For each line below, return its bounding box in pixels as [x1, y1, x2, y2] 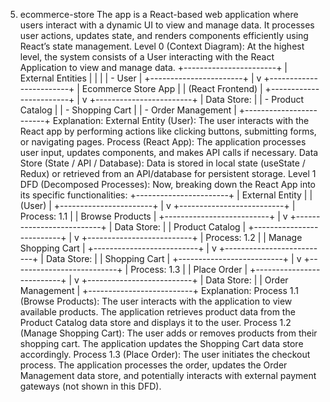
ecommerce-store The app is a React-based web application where [19, 9, 299, 20]
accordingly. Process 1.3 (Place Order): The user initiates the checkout [19, 349, 311, 360]
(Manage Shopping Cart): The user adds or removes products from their [19, 327, 318, 339]
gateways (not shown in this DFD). [19, 380, 162, 392]
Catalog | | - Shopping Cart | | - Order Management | [19, 104, 237, 116]
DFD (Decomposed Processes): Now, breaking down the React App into [19, 179, 316, 190]
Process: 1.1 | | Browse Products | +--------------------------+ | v [19, 210, 288, 222]
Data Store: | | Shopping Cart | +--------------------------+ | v [45, 253, 302, 264]
